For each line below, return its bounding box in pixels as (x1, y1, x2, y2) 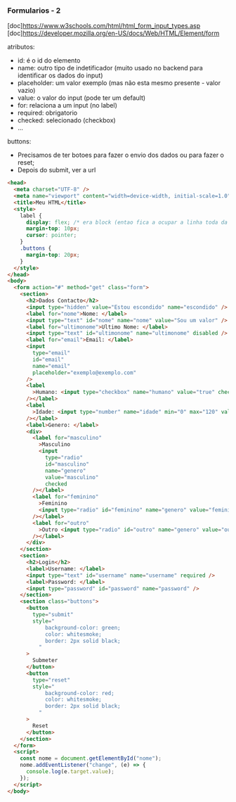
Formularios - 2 (7, 6, 61, 15)
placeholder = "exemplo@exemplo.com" (32, 369, 137, 376)
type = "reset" (32, 676, 71, 684)
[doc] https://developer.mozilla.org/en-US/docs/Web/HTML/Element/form (7, 29, 220, 37)
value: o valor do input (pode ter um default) (17, 94, 146, 102)
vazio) (17, 87, 36, 95)
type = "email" (32, 350, 71, 357)
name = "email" (32, 362, 71, 369)
